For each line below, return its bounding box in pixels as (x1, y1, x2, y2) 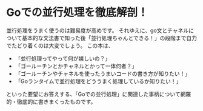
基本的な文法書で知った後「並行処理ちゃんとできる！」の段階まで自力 (22, 34, 197, 41)
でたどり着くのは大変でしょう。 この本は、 (6, 42, 114, 49)
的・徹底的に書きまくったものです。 (6, 98, 96, 105)
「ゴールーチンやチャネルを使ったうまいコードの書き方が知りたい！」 (15, 70, 191, 77)
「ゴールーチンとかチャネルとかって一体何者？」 (15, 62, 138, 70)
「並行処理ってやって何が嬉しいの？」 (15, 55, 111, 62)
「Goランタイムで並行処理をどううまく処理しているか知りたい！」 (15, 77, 182, 85)
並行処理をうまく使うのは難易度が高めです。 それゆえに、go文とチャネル (6, 27, 189, 34)
